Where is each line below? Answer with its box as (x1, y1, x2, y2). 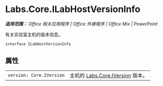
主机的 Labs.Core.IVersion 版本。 (70, 72, 148, 79)
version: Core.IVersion (8, 72, 65, 78)
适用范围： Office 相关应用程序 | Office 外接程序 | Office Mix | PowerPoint (5, 21, 158, 27)
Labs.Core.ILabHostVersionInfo (5, 4, 140, 15)
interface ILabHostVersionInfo (5, 41, 71, 46)
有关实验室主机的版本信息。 (5, 31, 63, 37)
